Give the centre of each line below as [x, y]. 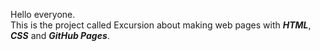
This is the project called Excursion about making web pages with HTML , [161, 25]
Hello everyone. [43, 14]
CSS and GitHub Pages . [60, 35]
